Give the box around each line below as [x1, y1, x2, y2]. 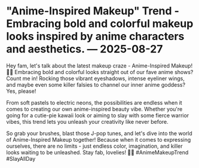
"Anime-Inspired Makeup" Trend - [6, 4, 179, 18]
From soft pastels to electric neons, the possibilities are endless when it [6, 99, 182, 106]
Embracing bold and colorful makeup [6, 17, 194, 30]
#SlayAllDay [6, 155, 36, 162]
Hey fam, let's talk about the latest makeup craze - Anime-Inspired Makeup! [6, 62, 193, 69]
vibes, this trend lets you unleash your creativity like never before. [6, 118, 169, 125]
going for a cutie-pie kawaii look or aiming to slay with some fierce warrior [6, 112, 189, 119]
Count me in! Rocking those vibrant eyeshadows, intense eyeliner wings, [6, 75, 185, 82]
